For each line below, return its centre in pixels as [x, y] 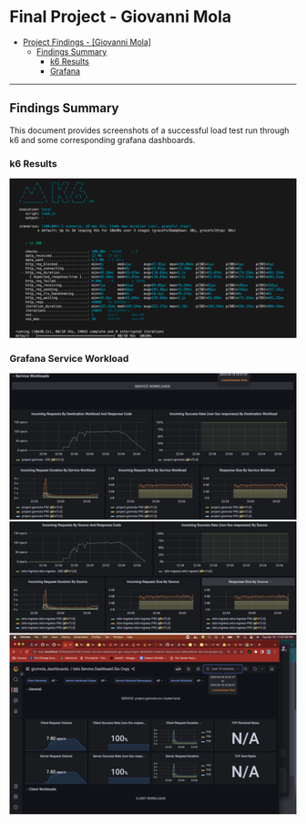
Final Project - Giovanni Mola [121, 17]
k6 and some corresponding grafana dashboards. [102, 139]
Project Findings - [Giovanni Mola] [87, 42]
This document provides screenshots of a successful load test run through [149, 130]
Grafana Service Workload [69, 358]
